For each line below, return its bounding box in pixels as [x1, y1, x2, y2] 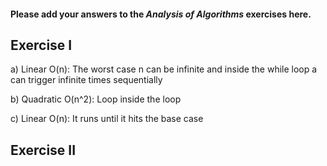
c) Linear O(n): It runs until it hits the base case [10, 113, 204, 125]
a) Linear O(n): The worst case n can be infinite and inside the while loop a [10, 63, 318, 75]
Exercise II [10, 141, 77, 159]
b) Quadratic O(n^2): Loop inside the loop [10, 93, 182, 105]
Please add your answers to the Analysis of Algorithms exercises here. [10, 8, 312, 20]
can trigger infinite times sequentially [10, 74, 163, 86]
